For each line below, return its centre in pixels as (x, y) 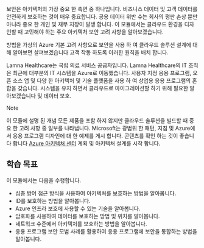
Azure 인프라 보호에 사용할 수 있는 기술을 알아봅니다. (78, 208)
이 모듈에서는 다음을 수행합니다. (44, 180)
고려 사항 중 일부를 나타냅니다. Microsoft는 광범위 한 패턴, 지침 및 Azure (105, 128)
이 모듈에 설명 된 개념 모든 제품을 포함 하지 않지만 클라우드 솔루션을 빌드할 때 (97, 120)
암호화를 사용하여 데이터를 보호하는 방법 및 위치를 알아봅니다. (87, 216)
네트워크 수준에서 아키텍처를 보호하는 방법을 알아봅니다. (81, 224)
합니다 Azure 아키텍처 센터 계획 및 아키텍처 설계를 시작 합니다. (86, 143)
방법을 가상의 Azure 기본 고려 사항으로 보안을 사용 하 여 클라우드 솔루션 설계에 (99, 45)
